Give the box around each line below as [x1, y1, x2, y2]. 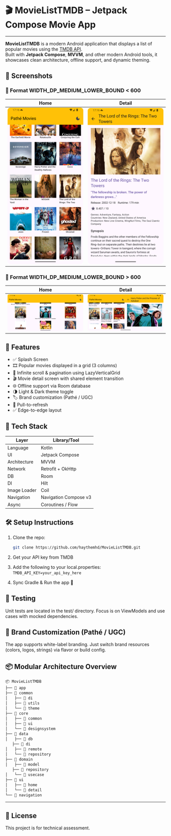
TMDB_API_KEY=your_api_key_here [12, 570, 81, 576]
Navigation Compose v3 [40, 494, 92, 500]
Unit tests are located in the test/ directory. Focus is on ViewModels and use [5, 608, 165, 614]
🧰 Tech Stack [5, 422, 48, 431]
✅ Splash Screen [12, 356, 48, 362]
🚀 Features [5, 343, 40, 351]
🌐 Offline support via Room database [12, 383, 91, 389]
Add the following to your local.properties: [12, 564, 101, 570]
